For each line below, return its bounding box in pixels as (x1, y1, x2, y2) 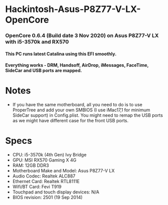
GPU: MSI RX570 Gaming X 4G (12, 157, 76, 163)
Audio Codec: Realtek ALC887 (12, 173, 75, 179)
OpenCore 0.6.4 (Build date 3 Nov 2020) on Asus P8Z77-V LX (5, 32, 159, 39)
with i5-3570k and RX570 (5, 39, 69, 46)
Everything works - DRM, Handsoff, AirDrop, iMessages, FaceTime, (5, 62, 149, 68)
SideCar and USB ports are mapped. (5, 68, 82, 74)
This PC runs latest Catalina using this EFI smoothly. (5, 51, 117, 57)
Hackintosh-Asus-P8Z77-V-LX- (5, 4, 141, 15)
